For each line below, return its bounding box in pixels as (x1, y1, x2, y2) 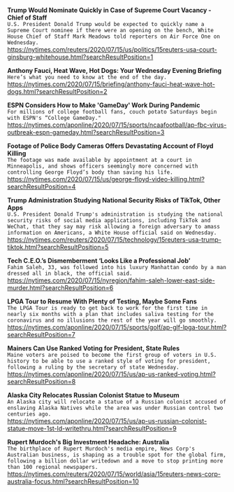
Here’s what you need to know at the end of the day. (7, 74, 168, 81)
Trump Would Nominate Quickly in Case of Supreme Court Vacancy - (7, 6, 212, 14)
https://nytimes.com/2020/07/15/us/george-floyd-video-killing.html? (7, 175, 205, 183)
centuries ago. (7, 411, 52, 418)
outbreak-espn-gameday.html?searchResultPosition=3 (7, 128, 165, 136)
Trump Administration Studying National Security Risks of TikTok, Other (7, 196, 221, 204)
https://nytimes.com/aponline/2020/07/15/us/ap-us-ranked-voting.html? (7, 370, 217, 378)
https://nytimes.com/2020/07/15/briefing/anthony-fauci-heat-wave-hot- (7, 80, 215, 88)
